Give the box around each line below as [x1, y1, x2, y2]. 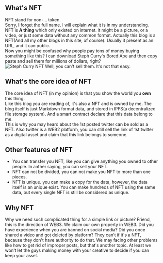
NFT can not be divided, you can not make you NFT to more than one [12, 169, 151, 175]
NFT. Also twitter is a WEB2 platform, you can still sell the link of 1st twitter [5, 126, 154, 132]
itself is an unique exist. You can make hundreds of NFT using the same [12, 184, 156, 190]
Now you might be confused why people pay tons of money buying [5, 48, 140, 53]
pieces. [12, 174, 27, 180]
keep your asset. [5, 253, 39, 259]
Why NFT [5, 204, 34, 212]
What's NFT [5, 4, 42, 12]
